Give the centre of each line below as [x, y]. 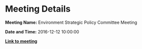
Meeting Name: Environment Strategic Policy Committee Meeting [71, 22]
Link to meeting [21, 41]
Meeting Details [38, 9]
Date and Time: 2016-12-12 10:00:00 [42, 32]
